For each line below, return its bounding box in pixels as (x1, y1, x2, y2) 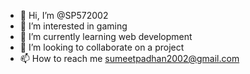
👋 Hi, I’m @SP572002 (19, 10, 109, 21)
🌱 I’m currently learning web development (19, 31, 193, 42)
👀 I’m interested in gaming (19, 20, 128, 32)
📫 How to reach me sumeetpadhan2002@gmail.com (19, 53, 240, 64)
